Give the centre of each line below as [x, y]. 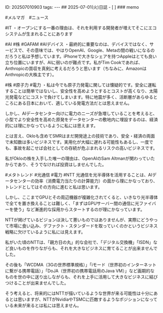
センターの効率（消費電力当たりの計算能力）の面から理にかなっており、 [85, 181]
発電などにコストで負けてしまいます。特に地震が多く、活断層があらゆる [81, 97]
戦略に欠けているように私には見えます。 [45, 232]
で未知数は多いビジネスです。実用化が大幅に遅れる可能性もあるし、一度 [77, 142]
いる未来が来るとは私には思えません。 [43, 305]
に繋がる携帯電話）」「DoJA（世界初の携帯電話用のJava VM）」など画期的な [80, 271]
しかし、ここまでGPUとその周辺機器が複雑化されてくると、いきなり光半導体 [81, 197]
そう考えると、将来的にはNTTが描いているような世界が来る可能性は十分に [79, 293]
